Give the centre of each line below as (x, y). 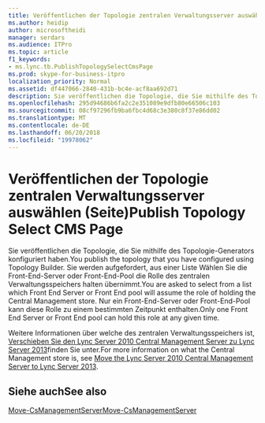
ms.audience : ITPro (40, 45)
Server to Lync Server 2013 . (53, 366)
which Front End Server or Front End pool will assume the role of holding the (132, 293)
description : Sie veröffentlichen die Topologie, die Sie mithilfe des (128, 96)
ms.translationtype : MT (47, 118)
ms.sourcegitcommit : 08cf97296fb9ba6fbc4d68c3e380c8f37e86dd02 (114, 111)
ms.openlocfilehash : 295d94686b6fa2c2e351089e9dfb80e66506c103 (114, 103)
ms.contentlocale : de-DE (49, 125)
